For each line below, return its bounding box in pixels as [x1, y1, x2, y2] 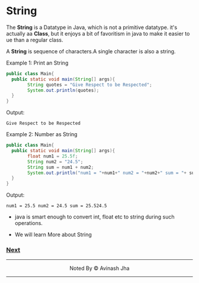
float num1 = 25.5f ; [27, 153, 78, 159]
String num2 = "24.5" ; [27, 159, 84, 165]
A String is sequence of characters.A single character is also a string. [6, 47, 176, 54]
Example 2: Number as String [6, 131, 78, 138]
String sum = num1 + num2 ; [27, 164, 94, 170]
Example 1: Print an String [6, 59, 69, 66]
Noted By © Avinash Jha [69, 265, 130, 272]
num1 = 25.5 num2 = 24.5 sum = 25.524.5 [6, 203, 108, 209]
